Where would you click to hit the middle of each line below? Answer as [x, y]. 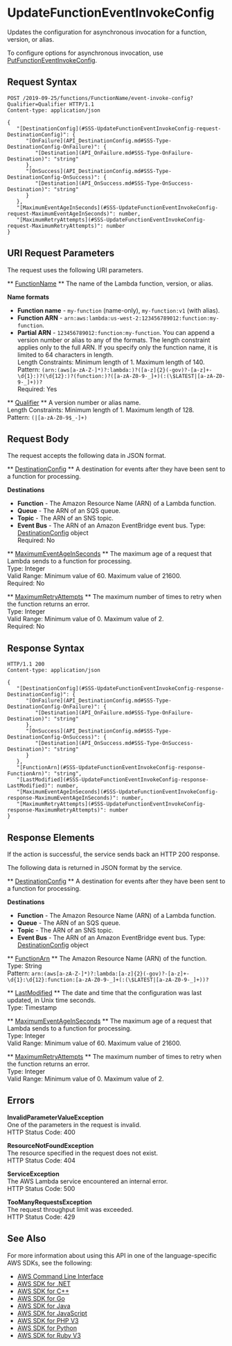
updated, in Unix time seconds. [52, 1000]
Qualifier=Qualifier [37, 104]
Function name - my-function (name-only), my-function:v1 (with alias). [118, 310]
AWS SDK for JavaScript [52, 1313]
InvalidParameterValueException [55, 1117]
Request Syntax [42, 82]
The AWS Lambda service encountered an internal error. [88, 1181]
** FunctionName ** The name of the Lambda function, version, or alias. [110, 284]
